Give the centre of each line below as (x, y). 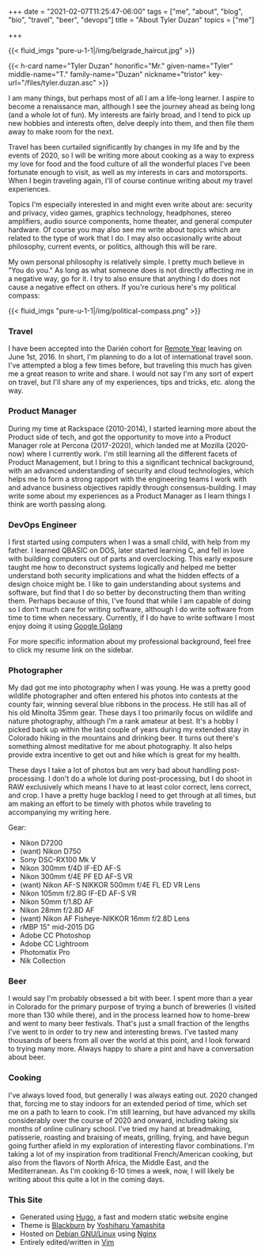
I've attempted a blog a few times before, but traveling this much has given (130, 365)
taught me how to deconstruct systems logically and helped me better (123, 567)
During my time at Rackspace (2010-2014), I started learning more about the (132, 428)
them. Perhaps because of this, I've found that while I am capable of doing (130, 600)
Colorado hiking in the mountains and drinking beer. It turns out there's (123, 738)
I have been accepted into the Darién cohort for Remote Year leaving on (125, 348)
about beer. (27, 1057)
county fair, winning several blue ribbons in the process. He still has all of (127, 705)
